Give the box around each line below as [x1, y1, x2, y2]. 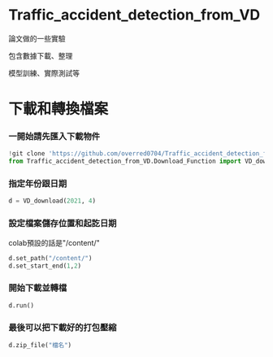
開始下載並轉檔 [8, 282, 67, 294]
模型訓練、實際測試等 [8, 67, 80, 78]
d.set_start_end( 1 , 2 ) [8, 262, 82, 270]
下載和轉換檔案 [8, 100, 109, 119]
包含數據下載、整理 [8, 50, 73, 60]
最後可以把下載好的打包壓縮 [8, 322, 117, 333]
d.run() [8, 301, 35, 310]
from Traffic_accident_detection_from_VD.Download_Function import [8, 157, 242, 166]
